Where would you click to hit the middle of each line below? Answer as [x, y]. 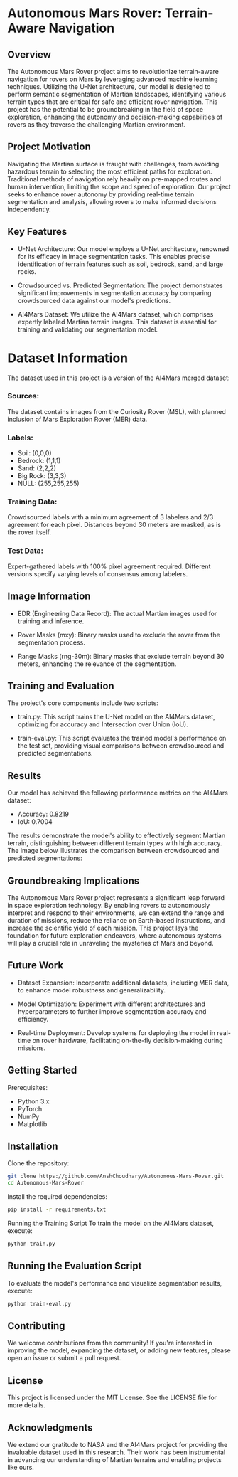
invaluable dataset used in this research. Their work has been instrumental [117, 1452]
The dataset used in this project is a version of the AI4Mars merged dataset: [119, 378]
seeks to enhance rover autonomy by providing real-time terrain [101, 194]
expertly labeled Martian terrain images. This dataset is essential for [117, 322]
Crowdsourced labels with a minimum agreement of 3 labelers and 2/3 [110, 517]
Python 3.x [33, 1101]
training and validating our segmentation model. [88, 329]
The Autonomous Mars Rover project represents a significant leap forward [116, 898]
